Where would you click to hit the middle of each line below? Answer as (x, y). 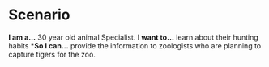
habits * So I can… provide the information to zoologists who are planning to (135, 45)
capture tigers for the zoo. (52, 54)
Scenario (39, 15)
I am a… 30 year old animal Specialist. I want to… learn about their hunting (134, 37)
